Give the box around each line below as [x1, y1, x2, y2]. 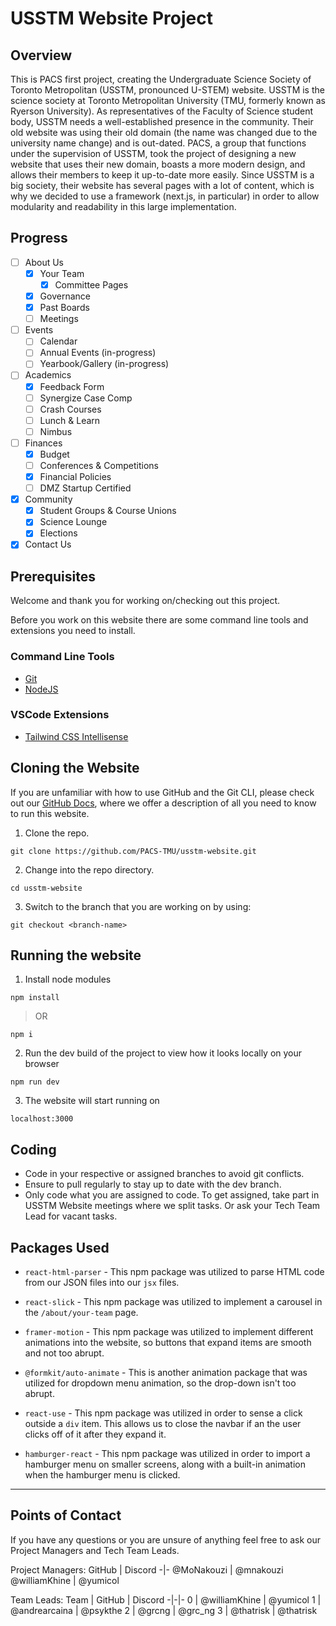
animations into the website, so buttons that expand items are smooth [24, 1337, 312, 1349]
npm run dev [10, 1077, 60, 1087]
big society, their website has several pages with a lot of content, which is [10, 180, 315, 191]
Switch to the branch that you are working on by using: [24, 900, 252, 912]
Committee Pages [54, 278, 129, 291]
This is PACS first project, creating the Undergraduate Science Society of [10, 73, 312, 85]
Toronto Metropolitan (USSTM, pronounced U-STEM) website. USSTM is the [10, 84, 325, 96]
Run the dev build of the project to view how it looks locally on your [24, 1047, 303, 1059]
